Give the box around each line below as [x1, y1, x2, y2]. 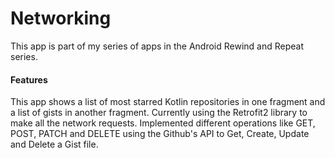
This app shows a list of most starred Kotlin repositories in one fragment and [10, 96, 326, 108]
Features [10, 73, 48, 86]
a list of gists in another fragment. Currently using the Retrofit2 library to [10, 107, 308, 119]
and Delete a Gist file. [10, 138, 99, 151]
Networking [10, 7, 112, 30]
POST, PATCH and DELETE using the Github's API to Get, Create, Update [10, 128, 310, 140]
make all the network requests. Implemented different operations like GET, [10, 117, 316, 129]
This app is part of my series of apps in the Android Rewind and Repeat [10, 40, 304, 52]
